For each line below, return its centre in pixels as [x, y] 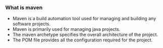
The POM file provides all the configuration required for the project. [83, 40]
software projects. [31, 24]
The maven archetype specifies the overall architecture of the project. [85, 35]
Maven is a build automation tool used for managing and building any [84, 19]
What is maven [24, 8]
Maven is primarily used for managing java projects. [66, 29]
